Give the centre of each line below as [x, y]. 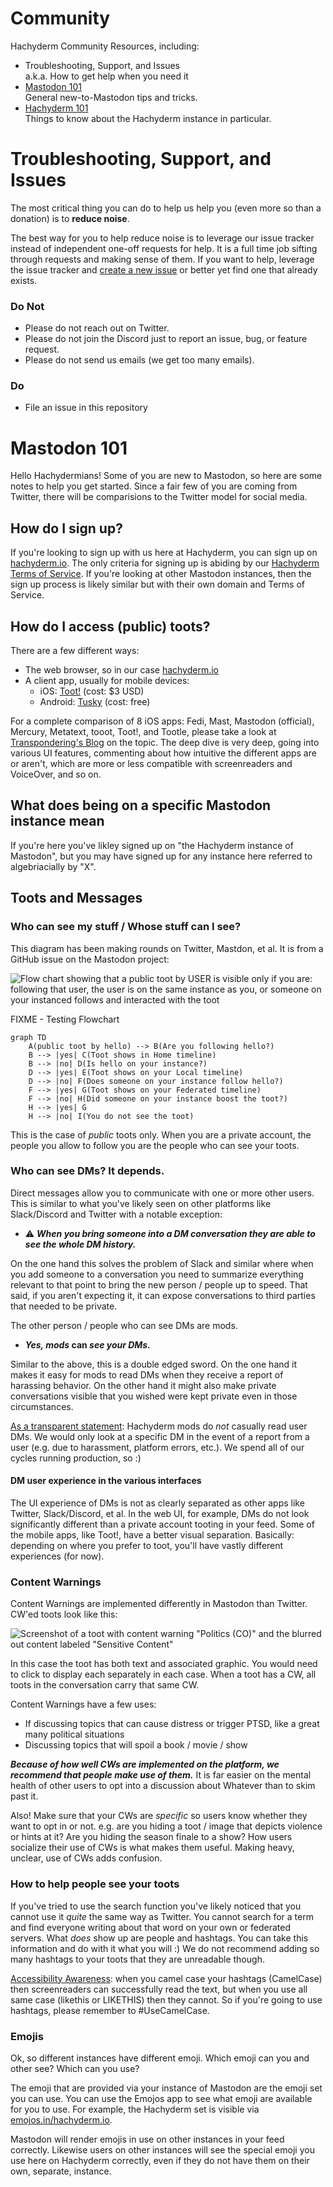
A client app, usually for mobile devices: [107, 681]
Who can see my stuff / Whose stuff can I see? [126, 927]
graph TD [28, 1037]
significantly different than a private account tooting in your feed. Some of [162, 1524]
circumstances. [42, 1406]
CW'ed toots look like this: [64, 1614]
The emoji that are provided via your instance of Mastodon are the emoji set [166, 2088]
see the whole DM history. [80, 1244]
